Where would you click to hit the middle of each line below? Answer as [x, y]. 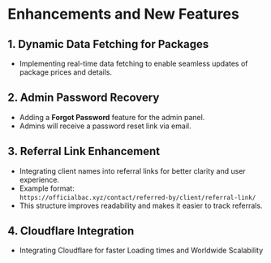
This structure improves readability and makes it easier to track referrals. [141, 205]
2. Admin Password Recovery [84, 98]
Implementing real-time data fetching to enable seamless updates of [133, 63]
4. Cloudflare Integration [71, 231]
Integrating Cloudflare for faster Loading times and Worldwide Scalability [141, 250]
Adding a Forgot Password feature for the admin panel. [112, 117]
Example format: [47, 188]
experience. [39, 179]
